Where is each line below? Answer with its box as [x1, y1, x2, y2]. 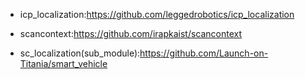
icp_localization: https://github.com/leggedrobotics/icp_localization [19, 9, 295, 20]
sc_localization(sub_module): [19, 47, 141, 59]
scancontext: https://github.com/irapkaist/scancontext [19, 28, 243, 39]
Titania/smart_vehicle [19, 58, 108, 69]
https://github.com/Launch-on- [139, 47, 269, 59]
